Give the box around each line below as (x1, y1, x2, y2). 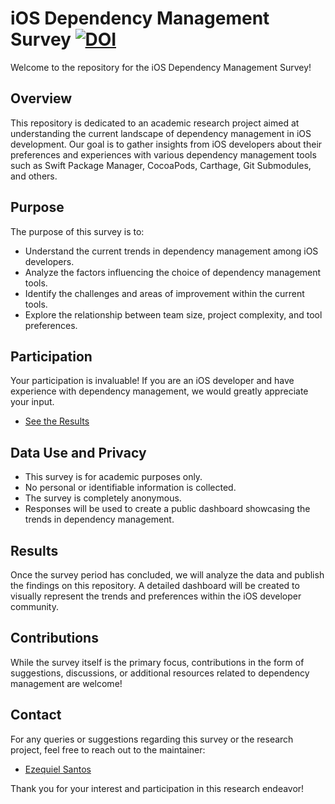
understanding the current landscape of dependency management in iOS (10, 127, 312, 139)
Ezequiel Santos (24, 763, 92, 775)
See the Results (24, 415, 90, 427)
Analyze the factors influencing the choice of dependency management (24, 266, 322, 278)
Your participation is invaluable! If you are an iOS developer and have (10, 375, 295, 387)
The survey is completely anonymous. (24, 492, 182, 504)
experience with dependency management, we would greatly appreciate (10, 385, 309, 397)
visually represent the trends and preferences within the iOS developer (10, 590, 302, 602)
